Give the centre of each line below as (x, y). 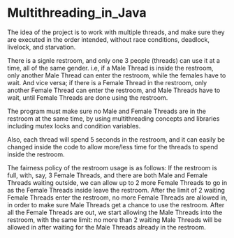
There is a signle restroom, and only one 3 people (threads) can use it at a (114, 60)
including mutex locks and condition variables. (74, 126)
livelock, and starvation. (42, 47)
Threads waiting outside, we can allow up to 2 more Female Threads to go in (117, 182)
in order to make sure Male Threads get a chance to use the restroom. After (116, 204)
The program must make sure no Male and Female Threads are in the (107, 111)
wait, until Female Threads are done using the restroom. (88, 97)
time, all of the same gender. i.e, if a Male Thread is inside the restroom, (111, 68)
